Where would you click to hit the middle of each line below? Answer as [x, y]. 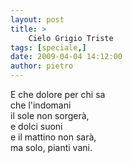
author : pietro [42, 66]
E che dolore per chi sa [58, 94]
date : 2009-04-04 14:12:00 [66, 57]
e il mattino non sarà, [53, 137]
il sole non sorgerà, [50, 115]
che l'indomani [41, 105]
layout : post [37, 19]
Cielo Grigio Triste [71, 38]
